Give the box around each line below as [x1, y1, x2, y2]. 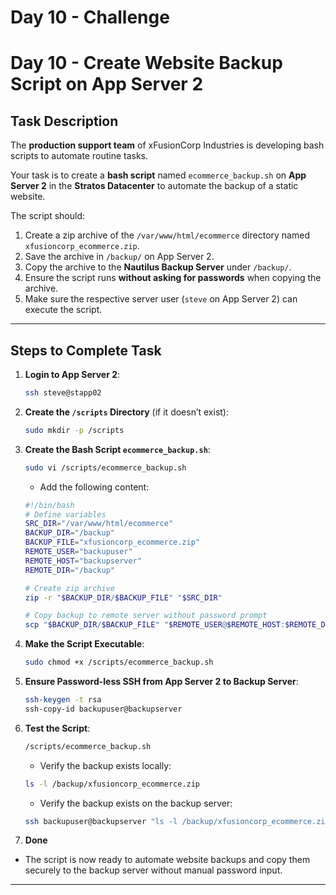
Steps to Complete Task [10, 342, 162, 359]
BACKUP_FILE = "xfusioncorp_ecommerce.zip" [24, 537, 201, 548]
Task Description [10, 112, 119, 130]
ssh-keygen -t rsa [24, 695, 102, 705]
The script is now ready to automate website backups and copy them [24, 854, 311, 866]
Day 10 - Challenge [10, 6, 170, 29]
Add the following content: [39, 481, 150, 493]
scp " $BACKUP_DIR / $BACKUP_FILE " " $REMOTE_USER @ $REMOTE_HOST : [24, 620, 286, 630]
